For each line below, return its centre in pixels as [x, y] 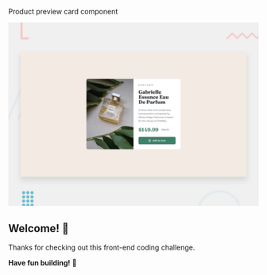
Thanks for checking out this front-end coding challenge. [102, 247]
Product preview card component [63, 12]
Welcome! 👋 [39, 229]
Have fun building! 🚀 [43, 262]
